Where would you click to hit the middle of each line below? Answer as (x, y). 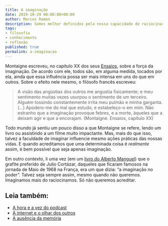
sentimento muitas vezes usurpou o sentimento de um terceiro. (82, 97)
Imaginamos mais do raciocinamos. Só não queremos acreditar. (71, 180)
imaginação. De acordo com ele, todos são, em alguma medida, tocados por (84, 71)
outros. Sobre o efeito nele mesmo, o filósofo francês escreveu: (71, 82)
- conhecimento (21, 38)
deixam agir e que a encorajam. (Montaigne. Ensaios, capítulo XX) (85, 118)
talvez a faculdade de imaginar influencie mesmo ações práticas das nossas (84, 138)
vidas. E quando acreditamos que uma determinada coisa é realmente (77, 143)
